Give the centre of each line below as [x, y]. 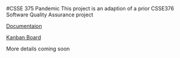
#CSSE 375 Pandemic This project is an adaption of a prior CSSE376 [90, 8]
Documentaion [24, 26]
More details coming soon [38, 49]
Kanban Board [24, 37]
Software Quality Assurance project [50, 15]
